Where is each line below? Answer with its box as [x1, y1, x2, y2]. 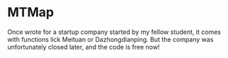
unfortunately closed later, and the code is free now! [7, 42, 160, 51]
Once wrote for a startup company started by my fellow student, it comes [7, 28, 222, 36]
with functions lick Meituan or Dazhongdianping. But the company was [7, 35, 214, 43]
